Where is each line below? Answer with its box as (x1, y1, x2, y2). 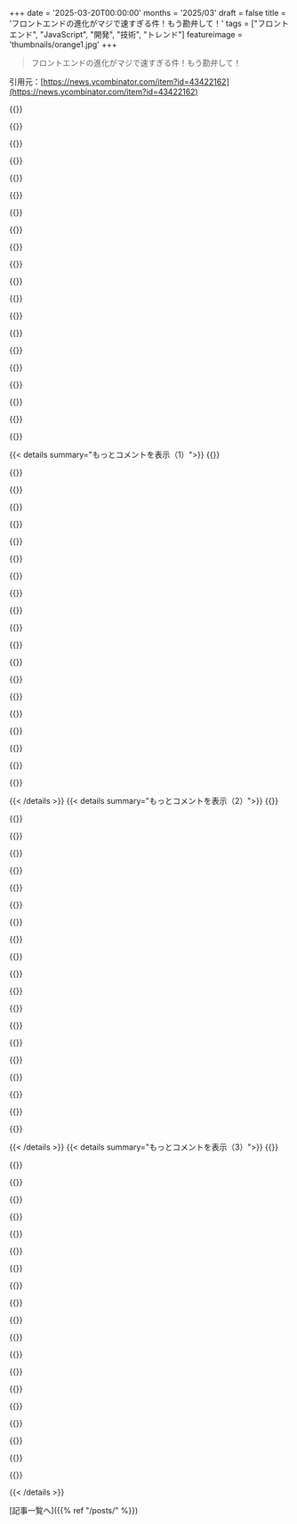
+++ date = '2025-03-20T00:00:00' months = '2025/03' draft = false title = (9, 8, 286, 18)
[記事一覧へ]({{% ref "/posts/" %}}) (9, 1505, 139, 1515)
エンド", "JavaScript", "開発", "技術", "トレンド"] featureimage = (9, 29, 243, 39)
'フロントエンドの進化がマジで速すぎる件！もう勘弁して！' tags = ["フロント (9, 18, 289, 28)
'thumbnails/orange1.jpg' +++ (9, 39, 117, 50)
